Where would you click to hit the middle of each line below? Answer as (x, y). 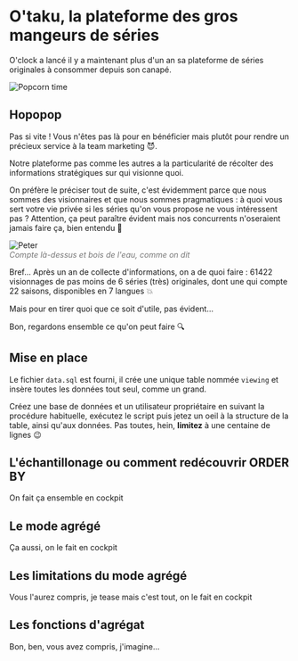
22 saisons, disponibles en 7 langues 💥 (81, 291)
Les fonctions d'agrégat (77, 625)
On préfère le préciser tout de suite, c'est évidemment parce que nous (138, 190)
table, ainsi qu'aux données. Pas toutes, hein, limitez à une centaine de (140, 425)
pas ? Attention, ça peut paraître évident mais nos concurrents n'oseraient (145, 218)
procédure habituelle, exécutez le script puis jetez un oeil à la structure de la (149, 416)
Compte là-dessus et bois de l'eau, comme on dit (100, 254)
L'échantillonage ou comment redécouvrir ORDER (149, 463)
